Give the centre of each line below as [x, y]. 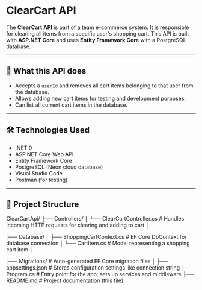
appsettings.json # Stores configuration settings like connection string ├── [99, 268]
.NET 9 [23, 148]
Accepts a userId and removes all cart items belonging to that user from [104, 86]
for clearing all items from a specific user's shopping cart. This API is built [98, 33]
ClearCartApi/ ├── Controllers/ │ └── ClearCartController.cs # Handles [95, 219]
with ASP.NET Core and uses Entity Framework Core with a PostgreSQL [96, 40]
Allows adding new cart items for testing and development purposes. [100, 98]
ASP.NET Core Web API [44, 154]
